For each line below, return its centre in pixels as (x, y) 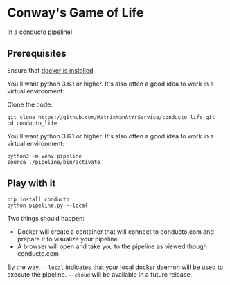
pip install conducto (38, 199)
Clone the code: (30, 104)
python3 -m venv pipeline (44, 156)
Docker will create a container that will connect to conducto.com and (116, 231)
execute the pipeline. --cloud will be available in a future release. (100, 274)
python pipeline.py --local (48, 205)
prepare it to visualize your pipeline (67, 239)
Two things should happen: (46, 218)
